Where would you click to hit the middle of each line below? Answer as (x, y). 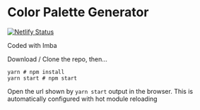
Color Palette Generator (78, 12)
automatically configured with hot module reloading (82, 99)
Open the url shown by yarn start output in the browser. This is (100, 91)
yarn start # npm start (42, 78)
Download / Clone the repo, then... (58, 59)
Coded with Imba (33, 45)
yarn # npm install (36, 72)
